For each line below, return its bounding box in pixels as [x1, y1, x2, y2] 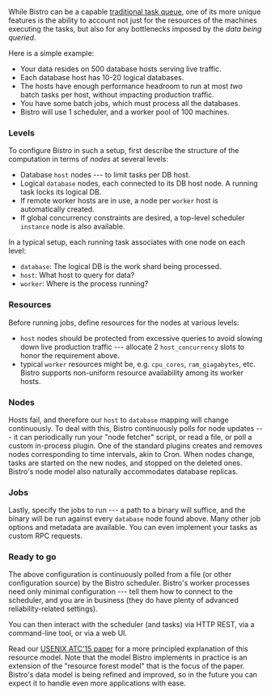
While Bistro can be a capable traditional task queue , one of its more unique [8, 7, 261, 16]
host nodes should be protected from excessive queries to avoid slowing [19, 333, 263, 343]
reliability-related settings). [8, 604, 99, 614]
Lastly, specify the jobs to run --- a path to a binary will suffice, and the [8, 506, 246, 515]
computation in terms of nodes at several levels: [8, 154, 168, 164]
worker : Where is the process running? [19, 279, 149, 288]
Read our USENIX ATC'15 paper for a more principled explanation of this [8, 644, 248, 654]
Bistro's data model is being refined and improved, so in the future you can [8, 670, 257, 680]
